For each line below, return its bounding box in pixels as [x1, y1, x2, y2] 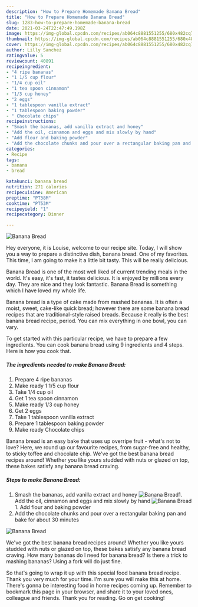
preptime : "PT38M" [6, 195, 51, 201]
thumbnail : [6, 36, 33, 42]
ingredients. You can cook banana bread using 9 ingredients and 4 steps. [6, 341, 184, 348]
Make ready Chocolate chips [14, 426, 85, 433]
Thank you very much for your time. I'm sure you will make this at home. [6, 576, 181, 583]
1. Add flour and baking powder [14, 504, 91, 511]
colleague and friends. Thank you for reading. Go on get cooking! [6, 595, 165, 602]
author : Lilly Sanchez [6, 47, 62, 53]
